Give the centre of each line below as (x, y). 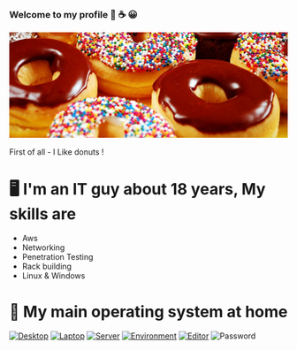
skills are (43, 213)
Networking (43, 247)
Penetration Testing (57, 257)
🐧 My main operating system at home (148, 312)
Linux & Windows (53, 276)
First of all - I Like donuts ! (57, 152)
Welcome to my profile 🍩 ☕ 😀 (73, 14)
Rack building (47, 266)
